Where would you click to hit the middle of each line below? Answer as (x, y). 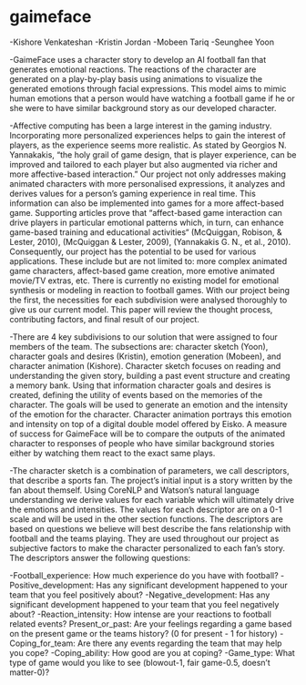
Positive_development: (52, 585)
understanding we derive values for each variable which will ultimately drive (152, 499)
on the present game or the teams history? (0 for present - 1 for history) (143, 633)
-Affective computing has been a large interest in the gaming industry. (141, 126)
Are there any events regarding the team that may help (179, 643)
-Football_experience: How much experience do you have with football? (144, 575)
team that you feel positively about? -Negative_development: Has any (140, 595)
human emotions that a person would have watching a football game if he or (152, 98)
